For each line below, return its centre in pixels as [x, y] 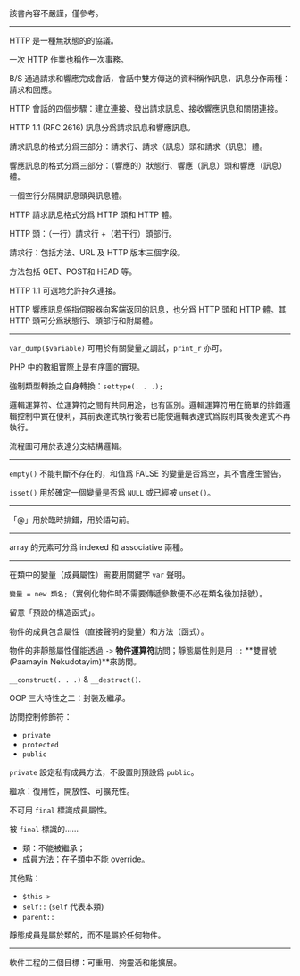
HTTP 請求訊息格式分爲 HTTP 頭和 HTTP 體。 [93, 214]
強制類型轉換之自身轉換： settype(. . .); [86, 386]
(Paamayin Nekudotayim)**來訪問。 [75, 662]
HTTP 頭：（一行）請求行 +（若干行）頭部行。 [93, 234]
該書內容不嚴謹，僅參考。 [56, 13]
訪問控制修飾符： [41, 717]
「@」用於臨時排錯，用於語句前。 [72, 520]
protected [41, 745]
